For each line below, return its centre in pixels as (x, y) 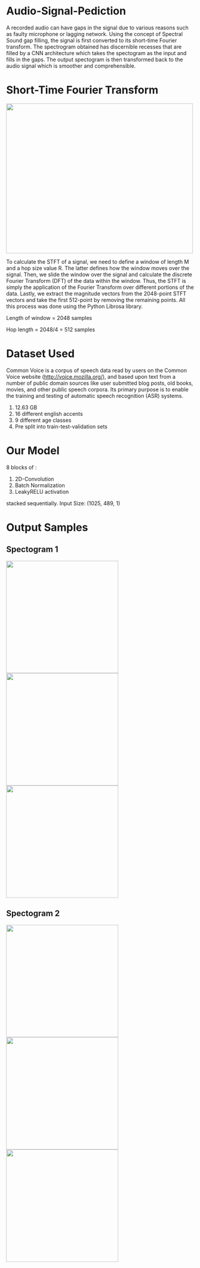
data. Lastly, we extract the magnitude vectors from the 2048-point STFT (96, 293)
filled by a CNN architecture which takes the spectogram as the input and (96, 53)
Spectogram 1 (32, 550)
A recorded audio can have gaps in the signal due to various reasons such (98, 28)
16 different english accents (49, 413)
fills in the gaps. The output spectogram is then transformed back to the (95, 59)
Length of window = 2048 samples (49, 318)
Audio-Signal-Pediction (66, 11)
